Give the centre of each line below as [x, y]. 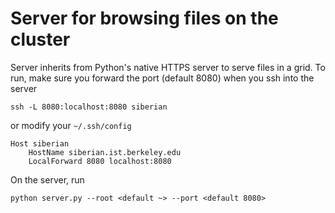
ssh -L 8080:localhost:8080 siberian [89, 107]
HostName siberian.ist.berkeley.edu [105, 152]
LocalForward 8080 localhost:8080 [100, 161]
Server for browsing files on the [144, 18]
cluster [40, 39]
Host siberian [40, 143]
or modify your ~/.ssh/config [71, 125]
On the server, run [47, 179]
